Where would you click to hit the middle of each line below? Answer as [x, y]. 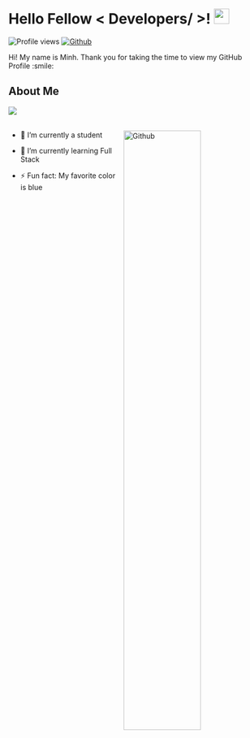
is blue [31, 187]
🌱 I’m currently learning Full [66, 150]
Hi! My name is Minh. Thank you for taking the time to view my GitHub [125, 57]
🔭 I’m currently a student [61, 135]
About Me [34, 91]
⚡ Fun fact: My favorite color [68, 176]
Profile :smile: [31, 66]
